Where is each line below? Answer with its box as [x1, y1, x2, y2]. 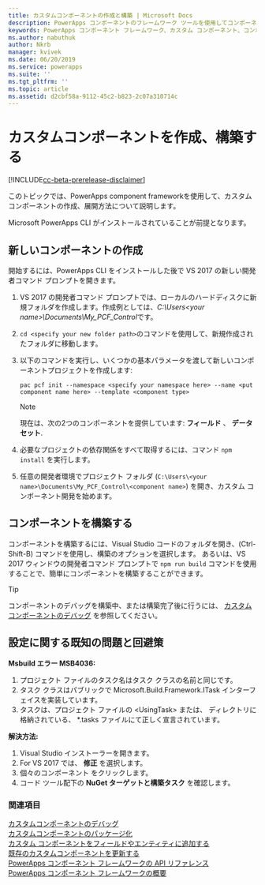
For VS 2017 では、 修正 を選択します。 [19, 758, 147, 767]
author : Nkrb [8, 41, 51, 49]
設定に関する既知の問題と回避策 [8, 636, 164, 650]
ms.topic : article [8, 84, 69, 93]
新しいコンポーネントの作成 [8, 243, 144, 257]
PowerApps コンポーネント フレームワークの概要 [8, 868, 167, 877]
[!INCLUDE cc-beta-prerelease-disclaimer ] [8, 175, 146, 185]
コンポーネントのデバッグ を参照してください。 [8, 610, 162, 620]
